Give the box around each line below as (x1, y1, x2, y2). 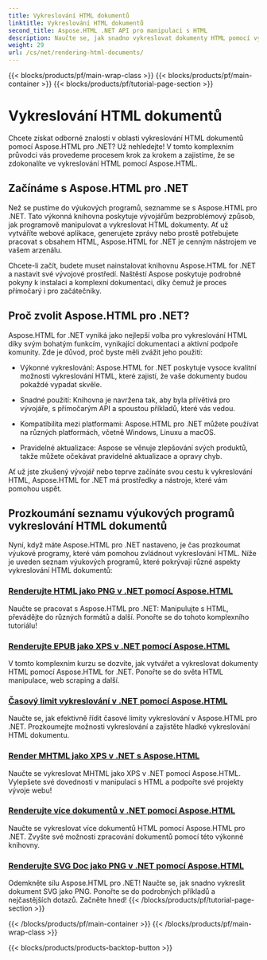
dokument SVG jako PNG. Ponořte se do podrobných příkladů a (8, 887, 216, 896)
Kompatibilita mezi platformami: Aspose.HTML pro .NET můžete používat (19, 419, 259, 429)
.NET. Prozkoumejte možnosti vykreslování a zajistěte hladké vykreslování (8, 722, 250, 731)
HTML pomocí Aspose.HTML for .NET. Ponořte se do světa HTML (8, 667, 224, 676)
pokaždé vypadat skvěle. (19, 379, 103, 389)
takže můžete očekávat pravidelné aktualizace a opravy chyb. (19, 451, 222, 460)
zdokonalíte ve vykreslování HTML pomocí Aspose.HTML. (8, 159, 198, 168)
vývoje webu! (8, 786, 52, 795)
